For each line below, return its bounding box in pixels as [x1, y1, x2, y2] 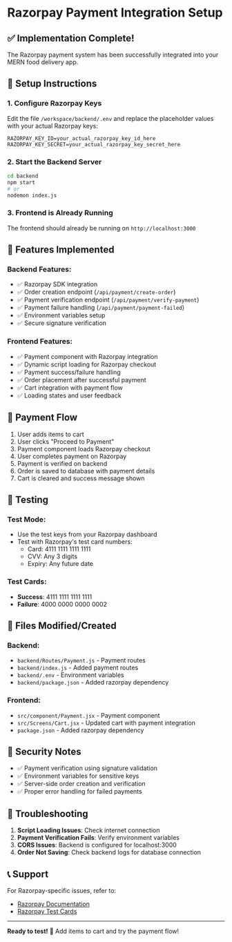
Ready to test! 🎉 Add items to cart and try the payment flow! [7, 927, 180, 935]
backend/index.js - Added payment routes [17, 664, 139, 672]
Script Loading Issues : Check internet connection [17, 826, 160, 834]
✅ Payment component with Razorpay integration [17, 352, 158, 360]
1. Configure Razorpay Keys [7, 99, 102, 108]
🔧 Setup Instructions [7, 78, 97, 90]
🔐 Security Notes [7, 745, 81, 757]
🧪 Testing [7, 493, 49, 505]
